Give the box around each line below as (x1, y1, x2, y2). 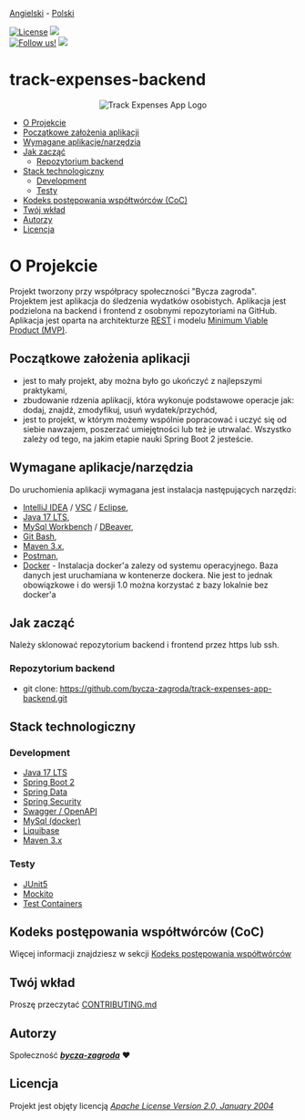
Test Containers (22, 897, 83, 908)
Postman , (22, 550, 59, 561)
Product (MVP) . (9, 324, 68, 336)
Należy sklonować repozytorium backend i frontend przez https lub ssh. (9, 639, 280, 650)
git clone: (22, 683, 58, 694)
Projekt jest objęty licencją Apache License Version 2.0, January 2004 (9, 1100, 274, 1111)
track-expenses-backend (9, 69, 207, 90)
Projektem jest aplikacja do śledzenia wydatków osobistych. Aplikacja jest (9, 296, 287, 306)
